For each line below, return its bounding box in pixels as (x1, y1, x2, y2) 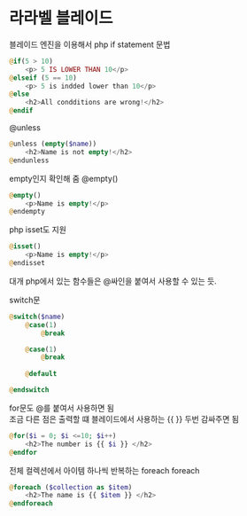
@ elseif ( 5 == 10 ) (9, 73, 77, 82)
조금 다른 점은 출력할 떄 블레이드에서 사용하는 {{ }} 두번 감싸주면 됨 (9, 413, 239, 424)
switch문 (9, 294, 41, 305)
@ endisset (9, 259, 46, 268)
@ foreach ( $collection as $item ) (9, 482, 133, 492)
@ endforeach (9, 499, 53, 508)
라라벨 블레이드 (9, 8, 113, 28)
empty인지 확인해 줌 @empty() (9, 173, 119, 184)
